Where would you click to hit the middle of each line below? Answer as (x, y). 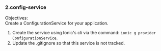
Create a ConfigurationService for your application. (57, 23)
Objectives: (16, 18)
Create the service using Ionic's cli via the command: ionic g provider (84, 33)
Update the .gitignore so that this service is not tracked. (68, 43)
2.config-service (26, 7)
